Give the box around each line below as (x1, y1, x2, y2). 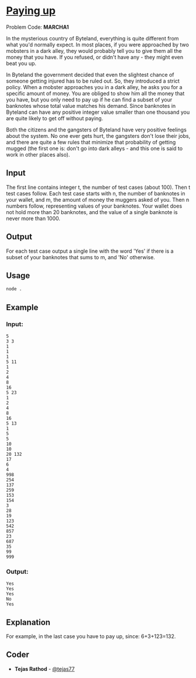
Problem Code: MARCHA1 (6, 23, 69, 30)
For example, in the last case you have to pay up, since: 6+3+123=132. (6, 633, 176, 640)
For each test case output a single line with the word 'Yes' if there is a (6, 248, 174, 255)
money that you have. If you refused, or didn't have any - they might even (6, 53, 183, 60)
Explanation (6, 617, 51, 627)
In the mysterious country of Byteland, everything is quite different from (6, 35, 180, 42)
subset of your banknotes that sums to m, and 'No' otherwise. (6, 253, 155, 260)
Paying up (6, 4, 56, 18)
